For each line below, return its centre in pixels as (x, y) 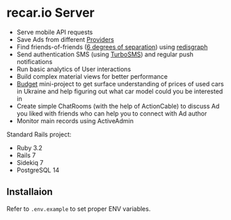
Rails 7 (26, 155)
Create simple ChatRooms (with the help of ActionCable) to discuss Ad (118, 106)
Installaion (30, 192)
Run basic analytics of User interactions (74, 69)
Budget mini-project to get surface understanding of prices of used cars (120, 84)
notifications (34, 61)
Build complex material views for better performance (92, 76)
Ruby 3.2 (30, 148)
